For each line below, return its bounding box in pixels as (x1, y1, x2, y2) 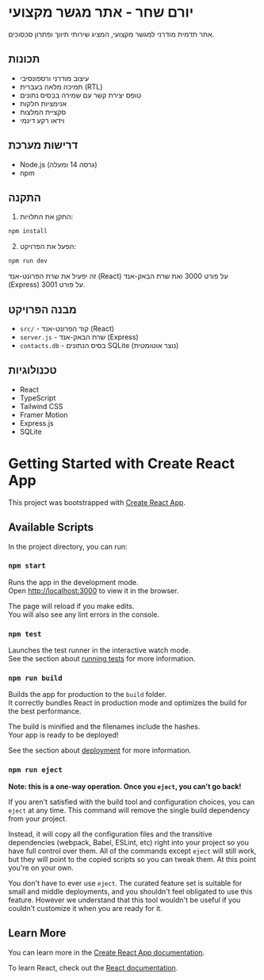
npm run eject (8, 765, 63, 775)
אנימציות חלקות (19, 98, 67, 108)
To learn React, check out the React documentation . (8, 963, 178, 972)
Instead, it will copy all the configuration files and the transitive (8, 829, 212, 839)
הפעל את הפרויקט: (19, 242, 77, 251)
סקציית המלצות (19, 107, 67, 117)
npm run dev (8, 257, 48, 265)
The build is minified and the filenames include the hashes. (8, 722, 201, 732)
